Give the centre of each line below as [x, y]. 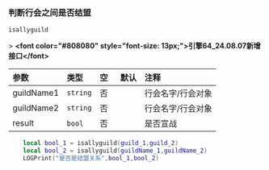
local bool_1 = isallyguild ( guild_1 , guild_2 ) [101, 143]
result [23, 123]
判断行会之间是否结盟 [50, 12]
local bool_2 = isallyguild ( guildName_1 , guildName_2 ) [115, 151]
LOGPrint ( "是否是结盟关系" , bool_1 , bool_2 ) [91, 159]
